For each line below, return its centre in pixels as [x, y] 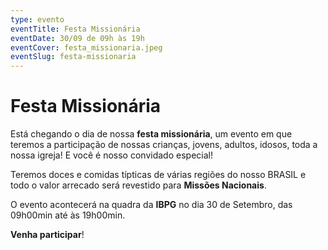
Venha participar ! [47, 235]
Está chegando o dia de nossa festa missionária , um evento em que [151, 134]
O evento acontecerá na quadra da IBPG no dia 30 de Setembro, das [151, 205]
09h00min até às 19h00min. [68, 215]
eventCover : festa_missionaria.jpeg [86, 47]
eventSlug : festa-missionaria [73, 57]
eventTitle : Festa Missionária [75, 29]
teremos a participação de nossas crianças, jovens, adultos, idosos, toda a [164, 145]
